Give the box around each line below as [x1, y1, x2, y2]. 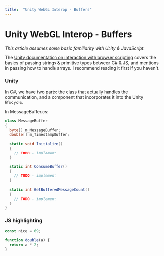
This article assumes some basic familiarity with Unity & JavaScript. [5, 45, 145, 51]
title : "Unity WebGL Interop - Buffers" [5, 7, 92, 12]
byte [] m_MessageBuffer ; [9, 127, 61, 133]
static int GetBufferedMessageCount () [9, 187, 90, 192]
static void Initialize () [9, 142, 63, 147]
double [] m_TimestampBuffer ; [9, 132, 70, 137]
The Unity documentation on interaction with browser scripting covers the [5, 54, 156, 60]
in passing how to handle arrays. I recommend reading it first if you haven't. [5, 65, 160, 71]
